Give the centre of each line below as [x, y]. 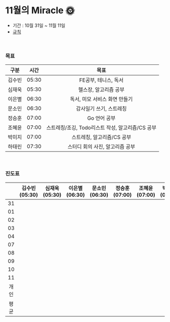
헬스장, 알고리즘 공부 [101, 90]
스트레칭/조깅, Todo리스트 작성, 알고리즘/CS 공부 [101, 128]
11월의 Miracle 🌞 [40, 10]
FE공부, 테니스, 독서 [101, 80]
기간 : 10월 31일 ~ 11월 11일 [39, 25]
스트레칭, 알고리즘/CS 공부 [101, 137]
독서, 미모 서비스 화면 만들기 [101, 99]
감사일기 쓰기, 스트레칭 [101, 109]
